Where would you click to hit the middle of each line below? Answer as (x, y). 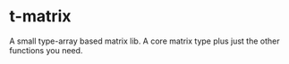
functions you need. (46, 50)
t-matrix (40, 16)
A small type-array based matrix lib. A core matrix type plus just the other (144, 41)
